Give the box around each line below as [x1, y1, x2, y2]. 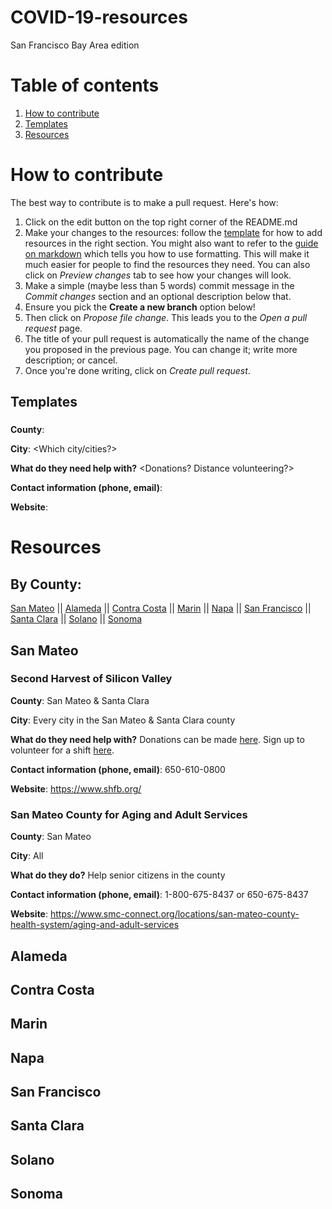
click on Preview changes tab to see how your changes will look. [24, 269, 292, 281]
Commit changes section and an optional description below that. [24, 290, 292, 302]
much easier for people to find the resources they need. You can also [24, 258, 311, 270]
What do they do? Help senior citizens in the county [10, 869, 226, 881]
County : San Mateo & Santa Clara [10, 694, 150, 706]
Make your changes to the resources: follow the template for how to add [24, 226, 323, 238]
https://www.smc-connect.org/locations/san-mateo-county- [49, 908, 300, 920]
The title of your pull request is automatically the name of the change [24, 332, 310, 345]
